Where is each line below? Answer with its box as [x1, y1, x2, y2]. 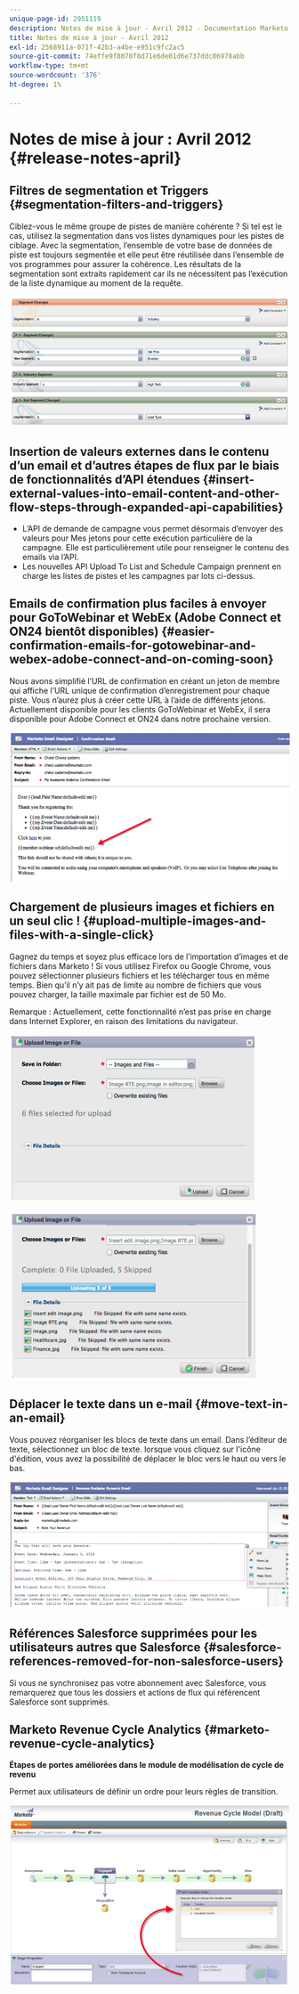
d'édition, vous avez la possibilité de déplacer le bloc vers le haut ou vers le [9, 1453, 287, 1464]
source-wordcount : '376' [9, 71, 101, 80]
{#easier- [161, 624, 215, 639]
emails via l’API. [21, 552, 79, 563]
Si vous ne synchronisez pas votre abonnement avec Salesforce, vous [9, 1677, 267, 1688]
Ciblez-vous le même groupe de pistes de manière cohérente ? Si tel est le [9, 221, 283, 232]
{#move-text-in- [194, 1396, 289, 1412]
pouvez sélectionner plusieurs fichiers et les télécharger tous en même [9, 970, 270, 981]
